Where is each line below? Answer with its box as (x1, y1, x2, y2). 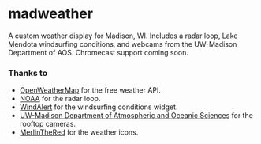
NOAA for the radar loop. (19, 94, 101, 104)
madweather (8, 5, 93, 23)
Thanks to (8, 67, 48, 78)
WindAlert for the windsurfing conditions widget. (19, 102, 178, 112)
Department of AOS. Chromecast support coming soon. (8, 47, 189, 57)
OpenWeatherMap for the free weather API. (19, 85, 162, 95)
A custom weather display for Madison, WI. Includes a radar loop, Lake (8, 31, 238, 40)
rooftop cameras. (19, 119, 76, 129)
